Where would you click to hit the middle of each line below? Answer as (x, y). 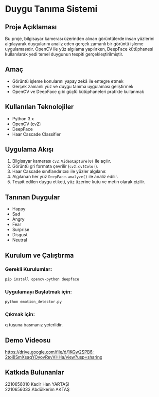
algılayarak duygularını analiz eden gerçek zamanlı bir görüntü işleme (74, 44)
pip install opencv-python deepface (42, 279)
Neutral (19, 240)
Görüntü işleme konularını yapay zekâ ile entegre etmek (68, 81)
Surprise (21, 229)
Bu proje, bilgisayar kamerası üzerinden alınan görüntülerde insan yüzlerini (80, 38)
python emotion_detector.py (34, 302)
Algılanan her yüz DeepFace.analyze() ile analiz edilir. (65, 177)
